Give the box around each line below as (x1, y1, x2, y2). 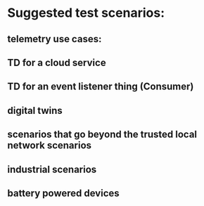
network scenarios (7, 139, 92, 152)
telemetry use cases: (7, 33, 102, 45)
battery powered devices (7, 187, 120, 199)
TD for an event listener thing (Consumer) (7, 81, 194, 93)
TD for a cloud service (7, 56, 107, 68)
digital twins (7, 104, 63, 117)
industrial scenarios (7, 163, 97, 175)
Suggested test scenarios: (7, 5, 165, 21)
